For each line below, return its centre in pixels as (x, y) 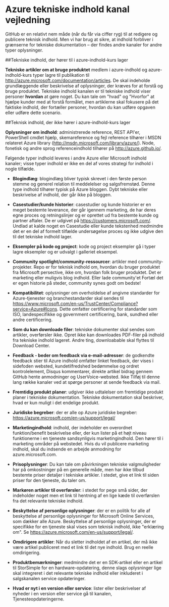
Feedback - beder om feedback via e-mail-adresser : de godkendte (83, 355)
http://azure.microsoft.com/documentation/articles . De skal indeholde (78, 80)
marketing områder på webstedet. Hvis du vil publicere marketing (81, 443)
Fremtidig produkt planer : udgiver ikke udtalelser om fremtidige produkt (88, 392)
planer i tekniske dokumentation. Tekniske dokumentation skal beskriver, (88, 397)
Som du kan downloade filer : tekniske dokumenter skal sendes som (83, 329)
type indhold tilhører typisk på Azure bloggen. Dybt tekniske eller (80, 189)
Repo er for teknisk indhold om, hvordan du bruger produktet (97, 267)
